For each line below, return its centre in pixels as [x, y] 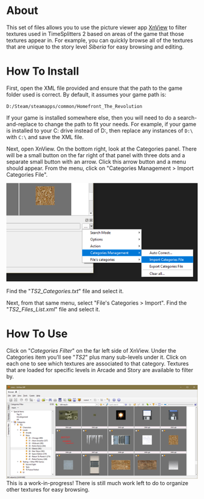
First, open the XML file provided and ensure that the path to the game [94, 88]
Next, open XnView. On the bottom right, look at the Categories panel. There [102, 149]
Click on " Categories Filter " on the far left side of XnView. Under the [91, 350]
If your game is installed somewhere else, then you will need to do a [91, 117]
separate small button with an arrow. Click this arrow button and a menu [96, 161]
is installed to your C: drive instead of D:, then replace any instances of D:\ [100, 131]
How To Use [37, 334]
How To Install [43, 71]
